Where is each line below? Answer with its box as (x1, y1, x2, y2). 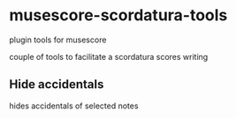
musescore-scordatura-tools (9, 5, 228, 26)
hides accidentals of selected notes (9, 100, 139, 111)
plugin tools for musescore (9, 34, 107, 45)
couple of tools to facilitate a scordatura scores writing (9, 51, 209, 62)
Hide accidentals (9, 77, 104, 92)
